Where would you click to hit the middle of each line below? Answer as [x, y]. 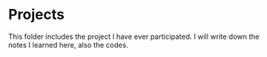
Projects [37, 15]
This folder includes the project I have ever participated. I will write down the [134, 36]
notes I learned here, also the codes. [69, 44]
